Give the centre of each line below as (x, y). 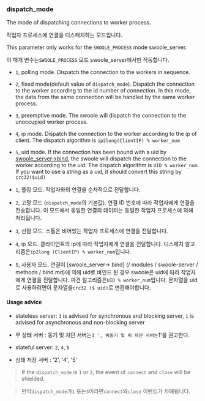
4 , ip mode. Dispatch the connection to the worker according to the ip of (106, 134)
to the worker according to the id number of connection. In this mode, (103, 91)
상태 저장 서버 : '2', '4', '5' (46, 359)
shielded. (33, 378)
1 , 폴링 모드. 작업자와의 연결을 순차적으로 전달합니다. (78, 190)
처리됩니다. (28, 218)
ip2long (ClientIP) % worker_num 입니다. (81, 252)
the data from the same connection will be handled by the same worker (105, 97)
